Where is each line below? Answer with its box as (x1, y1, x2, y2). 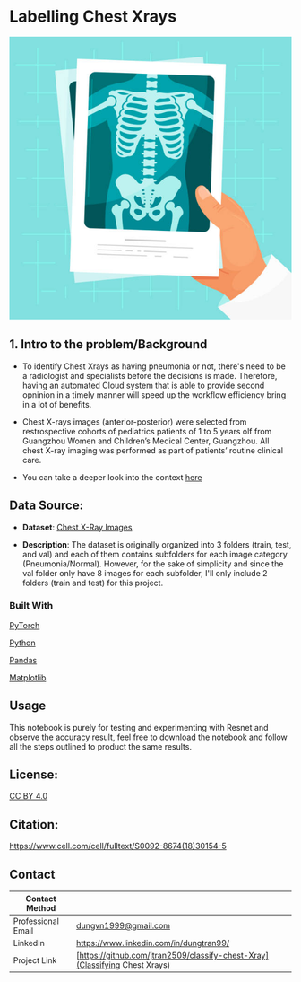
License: (9, 767, 58, 783)
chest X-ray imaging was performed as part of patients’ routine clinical (21, 444, 284, 455)
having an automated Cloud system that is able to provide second (21, 380, 265, 390)
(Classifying (75, 960, 121, 970)
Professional (13, 916, 60, 926)
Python (9, 637, 36, 648)
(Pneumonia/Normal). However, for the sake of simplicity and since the (21, 558, 284, 569)
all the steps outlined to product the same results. (9, 741, 193, 751)
